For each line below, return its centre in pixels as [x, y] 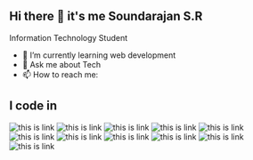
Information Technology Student [69, 37]
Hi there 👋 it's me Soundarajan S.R [106, 16]
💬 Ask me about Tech [61, 64]
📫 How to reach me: [60, 74]
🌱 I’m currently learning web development [99, 55]
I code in [33, 106]
